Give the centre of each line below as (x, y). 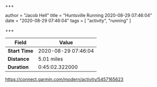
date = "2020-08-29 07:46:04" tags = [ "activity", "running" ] (68, 21)
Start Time (20, 51)
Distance (18, 59)
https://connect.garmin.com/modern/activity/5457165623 (64, 79)
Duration (18, 67)
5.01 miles (51, 59)
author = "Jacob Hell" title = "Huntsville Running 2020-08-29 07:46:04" (79, 15)
